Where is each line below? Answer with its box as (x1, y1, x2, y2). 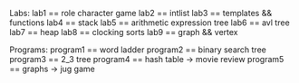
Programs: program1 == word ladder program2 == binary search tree (9, 44, 267, 55)
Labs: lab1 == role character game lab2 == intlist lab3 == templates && (9, 8, 273, 18)
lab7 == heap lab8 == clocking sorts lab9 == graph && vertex (9, 27, 238, 37)
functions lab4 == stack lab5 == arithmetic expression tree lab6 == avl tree (9, 17, 290, 28)
